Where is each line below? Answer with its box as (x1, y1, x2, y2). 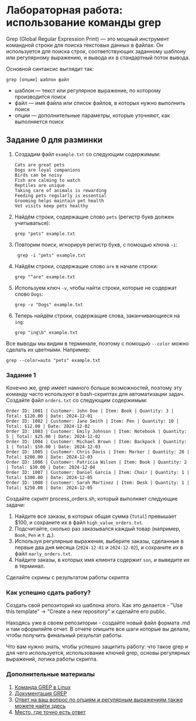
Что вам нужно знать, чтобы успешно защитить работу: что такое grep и (6, 643, 188, 650)
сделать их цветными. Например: (6, 346, 91, 353)
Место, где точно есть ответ (14, 708, 86, 715)
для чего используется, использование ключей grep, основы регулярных (6, 650, 190, 657)
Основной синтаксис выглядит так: (6, 65, 94, 72)
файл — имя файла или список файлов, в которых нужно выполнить (14, 99, 185, 106)
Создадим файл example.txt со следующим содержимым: (14, 151, 161, 158)
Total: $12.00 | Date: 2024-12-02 (6, 423, 91, 429)
